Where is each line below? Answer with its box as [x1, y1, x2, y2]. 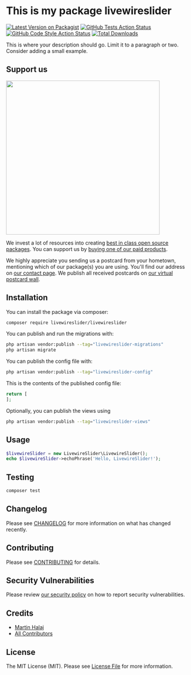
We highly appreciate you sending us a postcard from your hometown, [6, 257, 176, 264]
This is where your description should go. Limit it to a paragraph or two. [6, 41, 179, 48]
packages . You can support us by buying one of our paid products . [6, 245, 168, 252]
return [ [6, 391, 28, 397]
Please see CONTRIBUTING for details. [6, 559, 101, 566]
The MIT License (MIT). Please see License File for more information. [6, 663, 173, 670]
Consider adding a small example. [6, 47, 88, 54]
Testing [6, 472, 35, 482]
